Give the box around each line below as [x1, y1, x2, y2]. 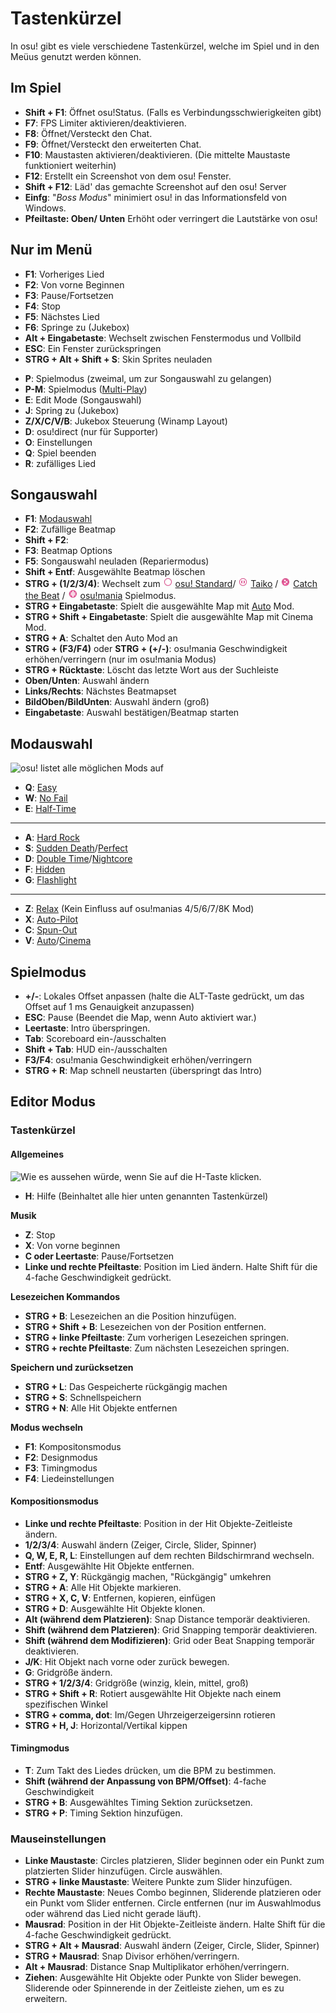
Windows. [24, 202, 67, 214]
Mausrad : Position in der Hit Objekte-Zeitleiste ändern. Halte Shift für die [24, 1918, 326, 1931]
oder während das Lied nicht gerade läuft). [24, 1908, 202, 1920]
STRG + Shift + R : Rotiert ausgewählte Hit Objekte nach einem [24, 1687, 282, 1699]
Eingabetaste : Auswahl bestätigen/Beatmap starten [24, 707, 240, 719]
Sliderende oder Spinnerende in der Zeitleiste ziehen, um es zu [24, 1982, 285, 1994]
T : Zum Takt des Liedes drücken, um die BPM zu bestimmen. [24, 1764, 277, 1776]
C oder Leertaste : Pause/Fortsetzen [24, 1250, 175, 1262]
